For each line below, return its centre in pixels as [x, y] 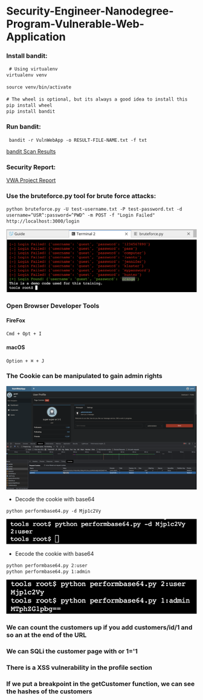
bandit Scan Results [31, 151]
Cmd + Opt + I [24, 334]
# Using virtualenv [34, 69]
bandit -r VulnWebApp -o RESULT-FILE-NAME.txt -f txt [78, 140]
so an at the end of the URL [47, 635]
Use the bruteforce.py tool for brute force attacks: [81, 196]
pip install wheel [29, 105]
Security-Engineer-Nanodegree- [90, 11]
